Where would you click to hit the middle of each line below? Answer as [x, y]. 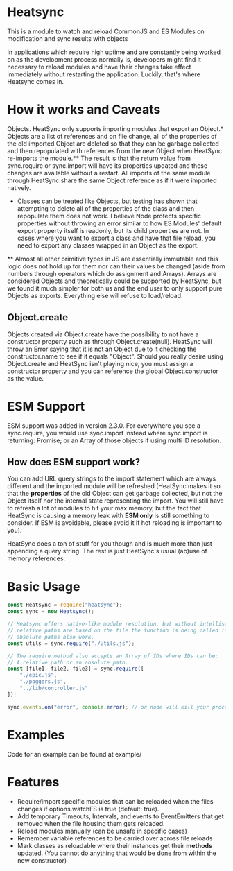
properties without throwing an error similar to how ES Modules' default [119, 223]
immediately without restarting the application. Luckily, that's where [104, 74]
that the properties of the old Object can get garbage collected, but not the [115, 494]
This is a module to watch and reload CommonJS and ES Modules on [106, 31]
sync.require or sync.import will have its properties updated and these [107, 165]
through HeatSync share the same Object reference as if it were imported [112, 180]
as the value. [25, 378]
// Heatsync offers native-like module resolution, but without [102, 624]
